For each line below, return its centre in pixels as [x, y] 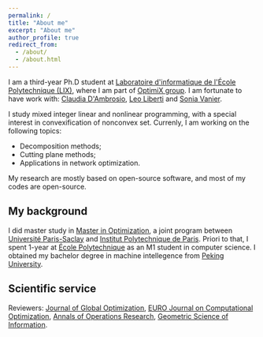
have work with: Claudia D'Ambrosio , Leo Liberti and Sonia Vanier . [115, 99]
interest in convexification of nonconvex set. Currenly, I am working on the [129, 122]
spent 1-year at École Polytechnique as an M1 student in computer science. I [132, 247]
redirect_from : [33, 45]
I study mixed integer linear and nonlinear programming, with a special [122, 114]
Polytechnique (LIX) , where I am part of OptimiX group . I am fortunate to [125, 90]
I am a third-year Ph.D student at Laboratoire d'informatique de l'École [122, 82]
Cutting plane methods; [57, 154]
